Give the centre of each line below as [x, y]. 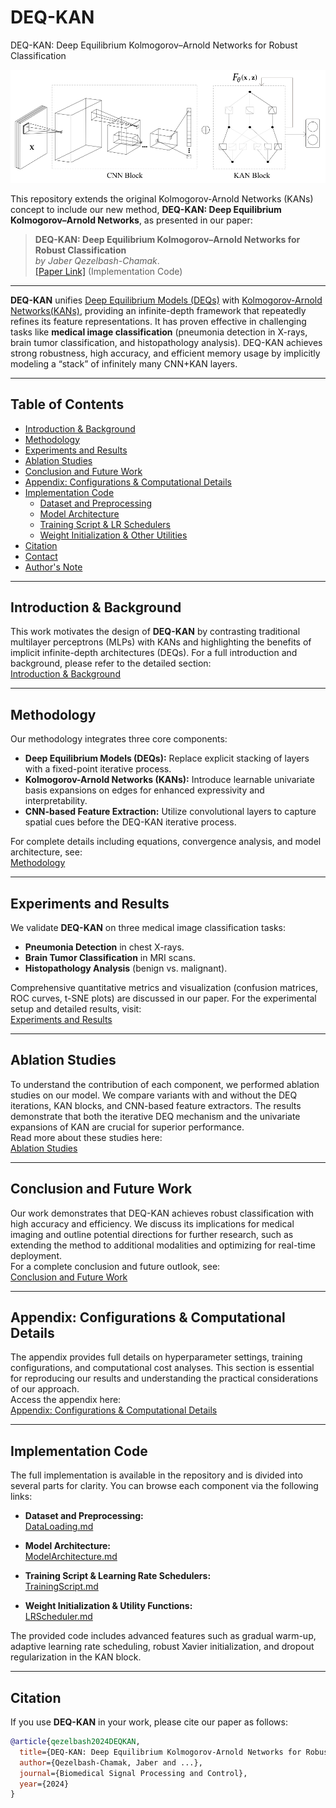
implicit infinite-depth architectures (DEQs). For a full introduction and [154, 653]
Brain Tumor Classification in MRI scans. [110, 957]
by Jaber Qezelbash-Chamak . [97, 260]
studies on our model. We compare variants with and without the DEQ [154, 1095]
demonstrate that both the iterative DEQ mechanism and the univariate [155, 1116]
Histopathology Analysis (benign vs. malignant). [126, 968]
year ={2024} [44, 1784]
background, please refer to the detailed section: [111, 663]
